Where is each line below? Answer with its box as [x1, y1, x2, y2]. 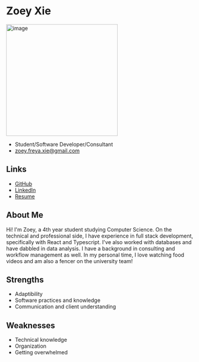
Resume [14, 192, 35, 200]
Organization [14, 342, 46, 349]
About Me [6, 210, 43, 220]
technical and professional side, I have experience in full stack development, [6, 232, 194, 239]
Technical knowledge [14, 336, 67, 344]
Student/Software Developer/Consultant [14, 141, 113, 148]
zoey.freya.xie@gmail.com [14, 147, 80, 154]
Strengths [6, 274, 44, 285]
